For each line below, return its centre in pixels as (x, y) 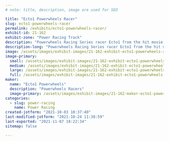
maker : (12, 80)
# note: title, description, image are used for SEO (62, 10)
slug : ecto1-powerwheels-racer (38, 24)
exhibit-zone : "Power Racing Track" (44, 38)
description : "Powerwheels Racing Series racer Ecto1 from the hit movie (84, 42)
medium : (18, 66)
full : (16, 75)
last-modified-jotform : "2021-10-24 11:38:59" (55, 117)
